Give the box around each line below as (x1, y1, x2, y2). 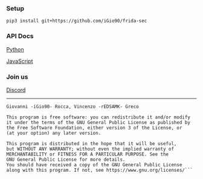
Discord (6, 86, 26, 93)
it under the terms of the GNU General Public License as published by (6, 119, 190, 125)
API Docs (6, 32, 34, 41)
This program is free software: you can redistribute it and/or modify (6, 114, 190, 120)
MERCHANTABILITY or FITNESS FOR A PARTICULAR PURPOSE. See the (6, 151, 169, 157)
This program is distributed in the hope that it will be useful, (6, 140, 177, 146)
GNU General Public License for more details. (6, 156, 126, 163)
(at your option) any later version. (6, 130, 101, 136)
